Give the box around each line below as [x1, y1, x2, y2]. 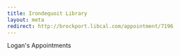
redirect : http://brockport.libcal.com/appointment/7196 [7, 23, 174, 29]
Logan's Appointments [7, 42, 71, 50]
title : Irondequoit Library [7, 10, 88, 17]
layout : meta [7, 16, 45, 23]
